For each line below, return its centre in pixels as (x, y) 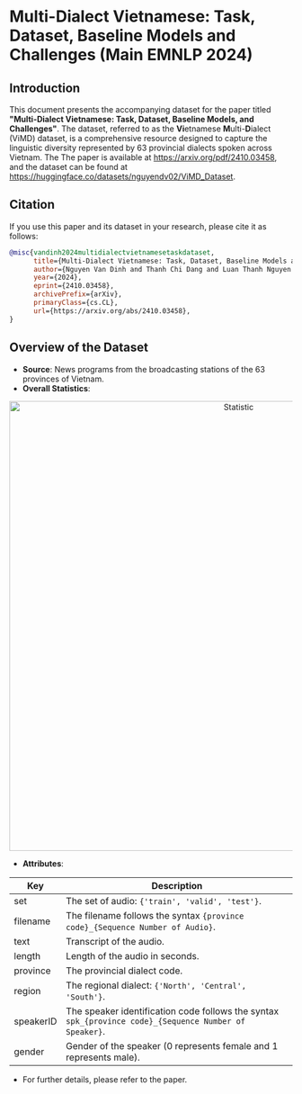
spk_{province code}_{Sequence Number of (155, 1021)
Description (177, 885)
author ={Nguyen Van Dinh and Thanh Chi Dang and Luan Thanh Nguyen (162, 269)
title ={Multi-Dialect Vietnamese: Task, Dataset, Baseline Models (160, 261)
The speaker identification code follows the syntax (173, 1011)
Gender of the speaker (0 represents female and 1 (172, 1045)
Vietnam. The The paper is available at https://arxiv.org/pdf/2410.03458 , (143, 157)
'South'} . (86, 996)
